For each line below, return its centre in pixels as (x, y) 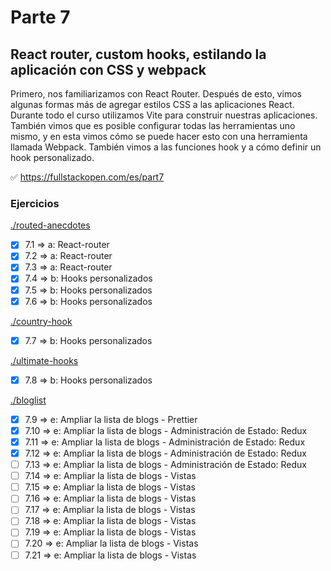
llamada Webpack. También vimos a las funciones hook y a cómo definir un (166, 147)
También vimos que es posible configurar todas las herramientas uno (153, 125)
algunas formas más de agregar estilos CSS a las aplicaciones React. (152, 104)
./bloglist (28, 400)
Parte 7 (40, 17)
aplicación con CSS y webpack (108, 69)
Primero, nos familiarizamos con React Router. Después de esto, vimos (156, 94)
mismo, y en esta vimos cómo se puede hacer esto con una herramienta (159, 136)
